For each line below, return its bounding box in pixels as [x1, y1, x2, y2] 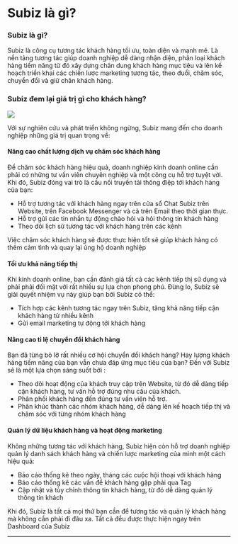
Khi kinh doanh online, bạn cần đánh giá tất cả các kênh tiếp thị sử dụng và [7, 275, 227, 284]
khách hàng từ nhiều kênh [17, 312, 94, 320]
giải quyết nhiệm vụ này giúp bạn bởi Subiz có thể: [7, 290, 155, 299]
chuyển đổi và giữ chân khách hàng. [7, 76, 113, 85]
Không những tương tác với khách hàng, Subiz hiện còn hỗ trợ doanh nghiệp [7, 441, 230, 450]
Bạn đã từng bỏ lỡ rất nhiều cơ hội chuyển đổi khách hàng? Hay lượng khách [7, 351, 230, 359]
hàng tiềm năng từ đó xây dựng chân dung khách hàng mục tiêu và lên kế [7, 62, 222, 70]
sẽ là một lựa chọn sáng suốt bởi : [7, 366, 106, 375]
